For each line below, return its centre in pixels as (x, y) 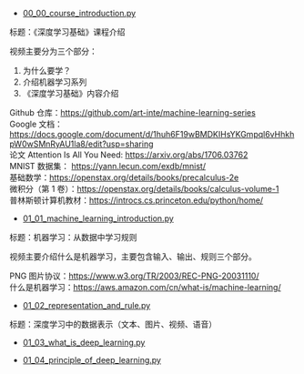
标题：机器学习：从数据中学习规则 (73, 237)
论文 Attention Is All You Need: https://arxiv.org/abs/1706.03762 (129, 155)
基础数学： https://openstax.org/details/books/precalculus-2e (124, 177)
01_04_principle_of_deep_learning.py (92, 360)
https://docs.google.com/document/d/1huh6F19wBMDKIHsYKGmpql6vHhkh (152, 134)
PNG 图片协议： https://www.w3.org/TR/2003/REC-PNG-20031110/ (134, 276)
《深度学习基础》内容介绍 (71, 93)
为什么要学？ (46, 71)
